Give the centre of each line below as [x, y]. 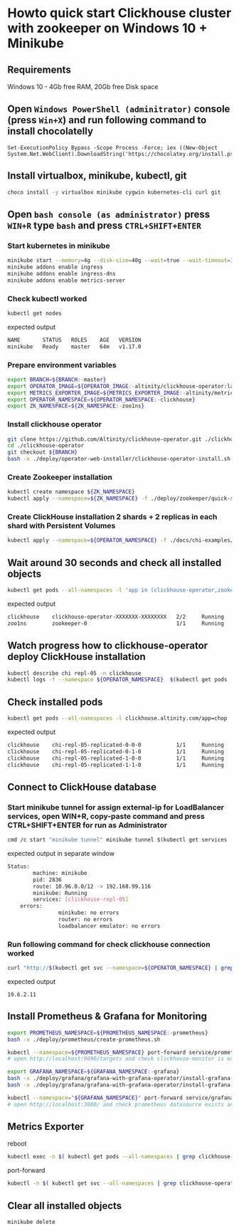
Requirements [39, 69]
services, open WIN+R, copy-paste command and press [106, 816]
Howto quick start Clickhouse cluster [119, 13]
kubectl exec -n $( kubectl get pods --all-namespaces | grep [101, 1157]
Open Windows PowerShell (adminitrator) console [119, 109]
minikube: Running [60, 893]
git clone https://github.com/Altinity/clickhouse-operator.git [105, 439]
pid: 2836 [47, 880]
